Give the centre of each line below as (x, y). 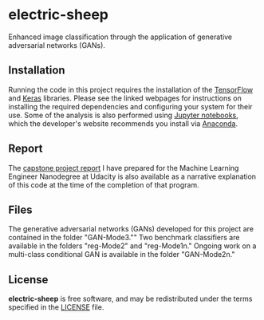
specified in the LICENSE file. (56, 307)
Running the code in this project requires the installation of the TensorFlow (131, 89)
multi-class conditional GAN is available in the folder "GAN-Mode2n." (122, 255)
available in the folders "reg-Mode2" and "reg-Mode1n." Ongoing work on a (132, 246)
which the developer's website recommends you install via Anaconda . (123, 123)
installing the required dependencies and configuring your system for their (130, 106)
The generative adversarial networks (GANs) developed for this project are (131, 229)
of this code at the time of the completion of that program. (104, 184)
